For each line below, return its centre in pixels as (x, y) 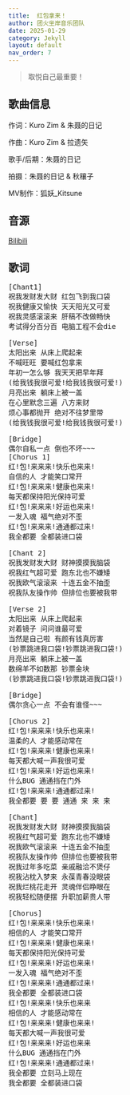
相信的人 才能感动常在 (45, 1013)
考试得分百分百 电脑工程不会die (62, 327)
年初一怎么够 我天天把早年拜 (56, 373)
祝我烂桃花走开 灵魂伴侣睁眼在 (59, 887)
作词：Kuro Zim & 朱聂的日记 (55, 125)
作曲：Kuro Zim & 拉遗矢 (48, 142)
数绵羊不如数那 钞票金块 (49, 669)
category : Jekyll (37, 38)
